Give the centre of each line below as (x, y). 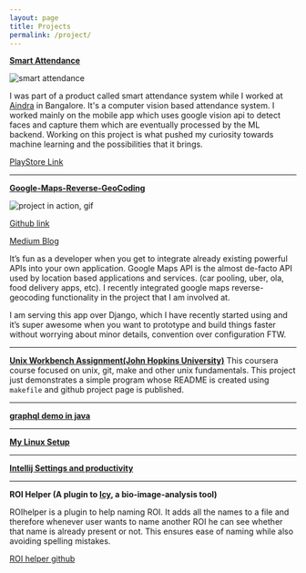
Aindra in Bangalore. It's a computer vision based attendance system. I (142, 106)
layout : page (34, 18)
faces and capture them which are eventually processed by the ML (135, 125)
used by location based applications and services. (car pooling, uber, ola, (147, 278)
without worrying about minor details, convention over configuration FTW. (148, 334)
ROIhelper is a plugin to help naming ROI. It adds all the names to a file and (149, 512)
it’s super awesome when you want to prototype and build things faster (143, 325)
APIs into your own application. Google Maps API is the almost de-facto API (151, 269)
